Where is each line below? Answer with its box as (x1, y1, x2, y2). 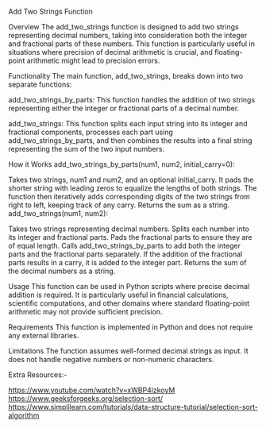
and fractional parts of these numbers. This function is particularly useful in (8, 39, 256, 48)
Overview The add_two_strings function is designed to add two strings (8, 22, 240, 31)
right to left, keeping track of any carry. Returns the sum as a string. (8, 200, 230, 210)
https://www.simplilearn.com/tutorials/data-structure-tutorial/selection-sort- (8, 403, 258, 411)
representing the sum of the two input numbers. (8, 145, 165, 153)
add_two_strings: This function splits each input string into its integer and (8, 119, 248, 128)
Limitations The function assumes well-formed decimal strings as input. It (8, 346, 249, 356)
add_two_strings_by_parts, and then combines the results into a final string (8, 136, 253, 145)
